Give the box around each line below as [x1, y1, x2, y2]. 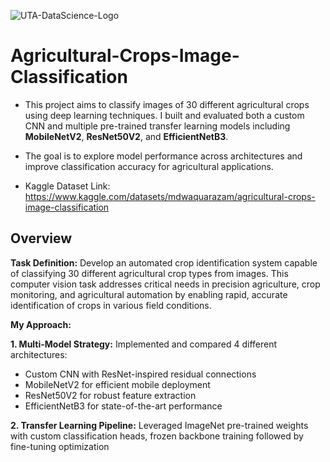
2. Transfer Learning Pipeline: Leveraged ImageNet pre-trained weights [10, 419, 309, 431]
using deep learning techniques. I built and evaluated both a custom [24, 109, 305, 121]
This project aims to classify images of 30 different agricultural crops [24, 98, 310, 110]
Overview [10, 230, 73, 247]
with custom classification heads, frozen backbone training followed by [10, 430, 304, 442]
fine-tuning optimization [10, 440, 110, 452]
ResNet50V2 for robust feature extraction [24, 389, 197, 401]
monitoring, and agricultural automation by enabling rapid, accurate [10, 288, 288, 300]
